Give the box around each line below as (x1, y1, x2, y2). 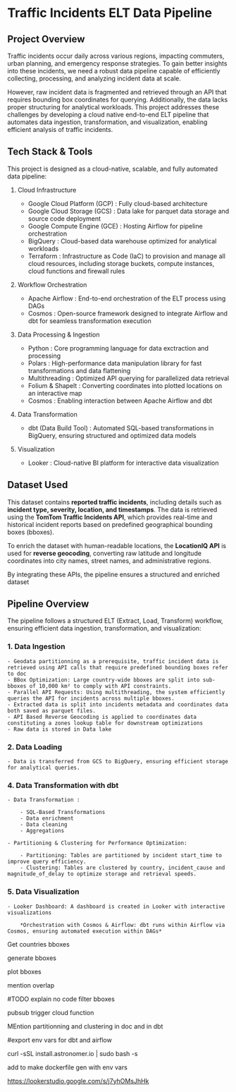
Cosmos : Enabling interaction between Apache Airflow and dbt (27, 396, 213, 405)
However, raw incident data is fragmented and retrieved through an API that (7, 88, 227, 96)
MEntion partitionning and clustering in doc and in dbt (7, 1021, 163, 1031)
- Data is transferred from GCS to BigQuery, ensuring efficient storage (7, 758, 229, 765)
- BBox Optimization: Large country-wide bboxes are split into (7, 676, 200, 684)
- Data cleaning (20, 821, 68, 828)
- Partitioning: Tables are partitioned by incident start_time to (20, 852, 222, 859)
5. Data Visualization (7, 887, 80, 897)
